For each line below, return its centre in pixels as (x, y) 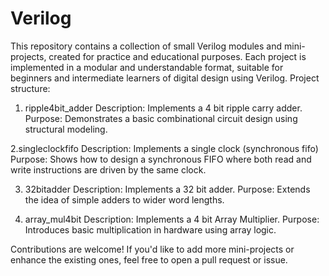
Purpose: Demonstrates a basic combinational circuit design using (161, 118)
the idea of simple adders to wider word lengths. (124, 199)
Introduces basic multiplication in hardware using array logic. (150, 229)
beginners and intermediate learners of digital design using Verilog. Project (165, 78)
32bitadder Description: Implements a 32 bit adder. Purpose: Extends (167, 189)
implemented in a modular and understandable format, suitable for (147, 67)
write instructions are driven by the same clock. (108, 169)
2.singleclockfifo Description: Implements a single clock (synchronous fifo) (164, 148)
